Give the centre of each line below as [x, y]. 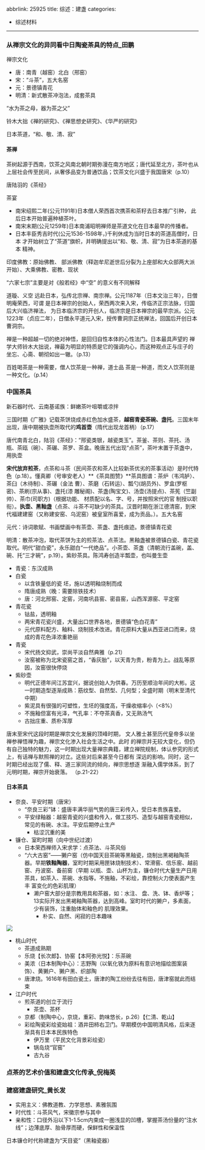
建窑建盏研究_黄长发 [36, 1090]
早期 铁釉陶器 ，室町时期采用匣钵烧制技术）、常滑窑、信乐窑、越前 [117, 863]
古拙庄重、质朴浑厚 [49, 721]
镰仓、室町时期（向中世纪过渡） [55, 840]
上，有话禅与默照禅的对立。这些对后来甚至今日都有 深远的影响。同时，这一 [101, 756]
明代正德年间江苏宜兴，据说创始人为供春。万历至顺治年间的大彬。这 [110, 682]
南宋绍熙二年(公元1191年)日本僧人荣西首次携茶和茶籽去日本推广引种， [102, 211]
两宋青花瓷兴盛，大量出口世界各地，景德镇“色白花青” [91, 621]
